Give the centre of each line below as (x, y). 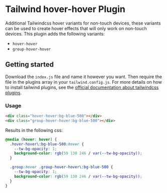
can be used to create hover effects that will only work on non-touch (76, 28)
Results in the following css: (34, 130)
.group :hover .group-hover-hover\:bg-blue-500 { (61, 167)
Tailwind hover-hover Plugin (65, 9)
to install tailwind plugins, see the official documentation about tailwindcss (82, 87)
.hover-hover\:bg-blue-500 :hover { (47, 144)
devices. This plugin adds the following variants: (55, 34)
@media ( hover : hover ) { (31, 139)
